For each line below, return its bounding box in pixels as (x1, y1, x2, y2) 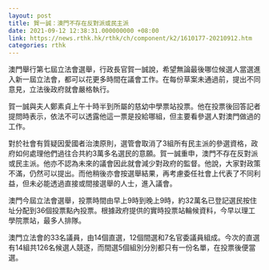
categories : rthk (8, 42, 66, 50)
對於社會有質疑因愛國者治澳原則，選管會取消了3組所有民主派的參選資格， (8, 139, 251, 148)
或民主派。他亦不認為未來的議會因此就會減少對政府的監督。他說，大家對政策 (8, 159, 261, 168)
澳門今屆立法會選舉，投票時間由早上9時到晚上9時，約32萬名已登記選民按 (8, 195, 251, 205)
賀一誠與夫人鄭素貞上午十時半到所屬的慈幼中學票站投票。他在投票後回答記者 (8, 102, 261, 111)
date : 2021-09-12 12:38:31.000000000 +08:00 (8, 26, 159, 34)
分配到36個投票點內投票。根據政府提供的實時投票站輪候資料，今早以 (14, 206, 242, 216)
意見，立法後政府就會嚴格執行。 (8, 85, 114, 95)
